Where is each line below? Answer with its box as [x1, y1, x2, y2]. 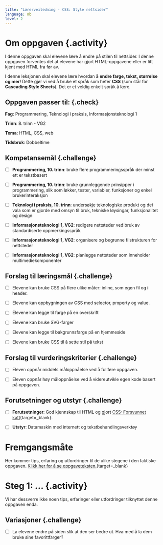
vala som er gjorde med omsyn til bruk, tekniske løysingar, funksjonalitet [12, 208, 158, 213]
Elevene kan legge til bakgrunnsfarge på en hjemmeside [12, 329, 126, 335]
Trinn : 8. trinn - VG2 [5, 120, 46, 126]
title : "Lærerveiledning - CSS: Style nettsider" [5, 7, 109, 12]
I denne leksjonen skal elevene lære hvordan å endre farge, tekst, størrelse [5, 73, 158, 79]
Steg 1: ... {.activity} [5, 480, 88, 491]
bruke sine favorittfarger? [12, 534, 64, 540]
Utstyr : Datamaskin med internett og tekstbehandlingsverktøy [12, 424, 138, 430]
